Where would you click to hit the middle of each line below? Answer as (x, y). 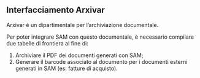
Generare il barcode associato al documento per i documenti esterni (101, 61)
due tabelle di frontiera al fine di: (48, 43)
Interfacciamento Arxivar (56, 10)
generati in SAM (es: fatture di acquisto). (66, 68)
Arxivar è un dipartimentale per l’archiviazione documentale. (83, 25)
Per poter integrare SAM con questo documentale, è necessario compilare (100, 37)
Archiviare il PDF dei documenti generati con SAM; (79, 55)
